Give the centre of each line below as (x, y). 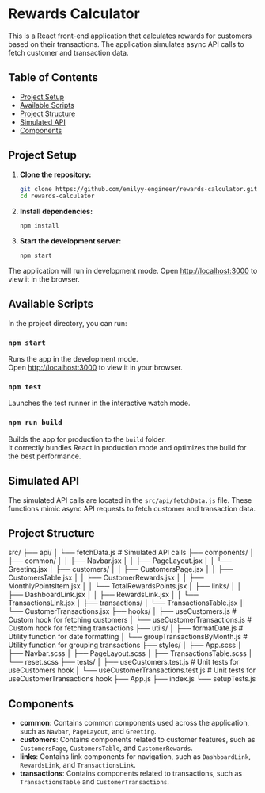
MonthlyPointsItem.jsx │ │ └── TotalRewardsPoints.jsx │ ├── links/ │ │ (125, 586)
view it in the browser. (44, 279)
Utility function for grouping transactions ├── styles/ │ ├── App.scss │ (125, 645)
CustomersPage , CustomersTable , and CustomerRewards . (106, 748)
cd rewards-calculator (57, 196)
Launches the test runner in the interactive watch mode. (100, 403)
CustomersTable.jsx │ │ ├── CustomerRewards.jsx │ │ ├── (106, 578)
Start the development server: (70, 241)
